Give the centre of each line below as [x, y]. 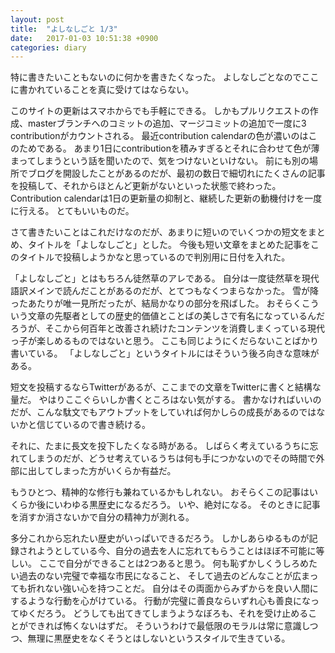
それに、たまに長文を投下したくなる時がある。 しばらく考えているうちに [160, 446]
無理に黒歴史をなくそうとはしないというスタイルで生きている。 [159, 638]
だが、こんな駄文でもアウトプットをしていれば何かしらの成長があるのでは [163, 412]
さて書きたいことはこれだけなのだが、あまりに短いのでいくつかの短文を [159, 232]
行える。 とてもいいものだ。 [76, 211]
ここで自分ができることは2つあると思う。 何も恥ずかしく [156, 563]
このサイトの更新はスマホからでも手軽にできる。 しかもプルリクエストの [160, 111]
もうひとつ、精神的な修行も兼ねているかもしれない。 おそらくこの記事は [160, 492]
